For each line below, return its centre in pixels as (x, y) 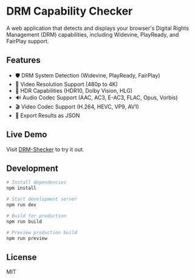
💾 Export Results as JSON (47, 115)
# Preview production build (42, 232)
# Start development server (42, 199)
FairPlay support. (28, 41)
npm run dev (21, 205)
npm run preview (27, 238)
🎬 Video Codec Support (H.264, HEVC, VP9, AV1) (77, 106)
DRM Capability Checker (70, 11)
